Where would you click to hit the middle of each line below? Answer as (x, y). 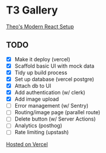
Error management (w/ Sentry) (52, 106)
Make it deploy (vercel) (42, 59)
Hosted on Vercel (27, 144)
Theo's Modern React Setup (40, 26)
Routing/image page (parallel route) (57, 112)
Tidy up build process (41, 72)
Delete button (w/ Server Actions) (55, 119)
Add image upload (37, 99)
